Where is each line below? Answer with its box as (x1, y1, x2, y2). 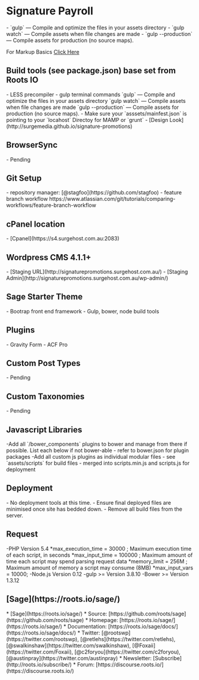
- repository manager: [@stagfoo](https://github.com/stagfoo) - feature (6, 189, 182, 196)
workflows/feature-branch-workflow (6, 202, 97, 209)
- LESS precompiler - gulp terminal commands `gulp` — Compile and (6, 91, 175, 98)
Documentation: (68, 623, 107, 630)
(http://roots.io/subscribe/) (6, 661, 72, 668)
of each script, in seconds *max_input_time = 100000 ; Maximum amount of (6, 551, 193, 559)
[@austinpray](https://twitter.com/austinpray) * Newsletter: (6, 654, 152, 661)
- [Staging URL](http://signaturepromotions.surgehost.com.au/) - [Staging (6, 268, 188, 275)
